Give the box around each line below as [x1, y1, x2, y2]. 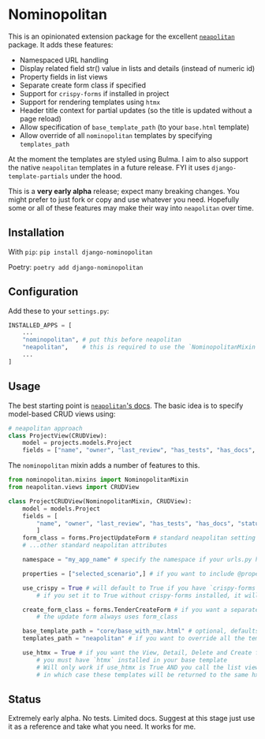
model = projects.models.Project [22, 439, 132, 447]
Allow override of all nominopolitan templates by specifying [19, 130, 213, 140]
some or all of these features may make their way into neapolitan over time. [8, 203, 255, 212]
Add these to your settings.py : [8, 306, 110, 315]
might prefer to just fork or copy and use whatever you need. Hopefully [8, 195, 240, 204]
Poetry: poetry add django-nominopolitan [8, 262, 144, 271]
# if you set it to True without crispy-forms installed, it [36, 592, 242, 599]
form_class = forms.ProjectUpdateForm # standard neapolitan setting [22, 534, 256, 542]
